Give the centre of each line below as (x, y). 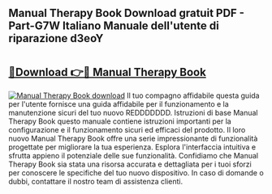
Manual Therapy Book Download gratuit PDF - (127, 13)
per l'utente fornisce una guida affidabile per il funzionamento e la (119, 104)
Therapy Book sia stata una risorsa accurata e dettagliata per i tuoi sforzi (130, 164)
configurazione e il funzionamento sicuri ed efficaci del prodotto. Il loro (127, 130)
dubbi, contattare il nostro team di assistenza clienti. (96, 181)
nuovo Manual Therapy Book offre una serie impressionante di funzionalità (133, 138)
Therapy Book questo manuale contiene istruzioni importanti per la (120, 121)
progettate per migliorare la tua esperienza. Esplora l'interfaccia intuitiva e (132, 147)
